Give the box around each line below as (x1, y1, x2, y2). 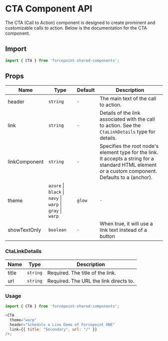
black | (48, 188, 64, 195)
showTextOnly (7, 226, 41, 233)
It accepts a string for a (99, 155, 154, 162)
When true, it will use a (99, 220, 153, 227)
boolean (48, 227, 66, 233)
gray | (48, 207, 62, 214)
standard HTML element (99, 161, 156, 168)
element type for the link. (99, 149, 158, 156)
